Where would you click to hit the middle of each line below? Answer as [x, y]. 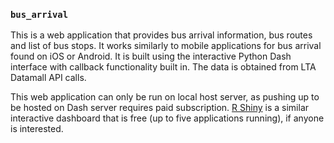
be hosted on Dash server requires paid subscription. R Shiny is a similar [160, 108]
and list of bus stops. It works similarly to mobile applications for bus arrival [166, 46]
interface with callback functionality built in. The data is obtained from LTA [163, 67]
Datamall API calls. [48, 78]
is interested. [37, 129]
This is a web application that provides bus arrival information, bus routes [161, 35]
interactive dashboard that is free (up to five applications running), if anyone [167, 118]
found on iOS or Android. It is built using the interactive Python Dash [151, 56]
